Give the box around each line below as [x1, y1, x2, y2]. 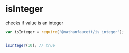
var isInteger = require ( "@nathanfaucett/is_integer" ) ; [5, 29, 124, 34]
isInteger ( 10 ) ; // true [5, 43, 55, 48]
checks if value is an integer [5, 20, 64, 26]
